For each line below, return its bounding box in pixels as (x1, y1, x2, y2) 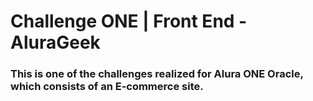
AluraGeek (10, 31, 101, 54)
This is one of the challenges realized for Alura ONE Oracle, (10, 67, 304, 81)
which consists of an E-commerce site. (10, 80, 204, 94)
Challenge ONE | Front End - (10, 10, 248, 33)
